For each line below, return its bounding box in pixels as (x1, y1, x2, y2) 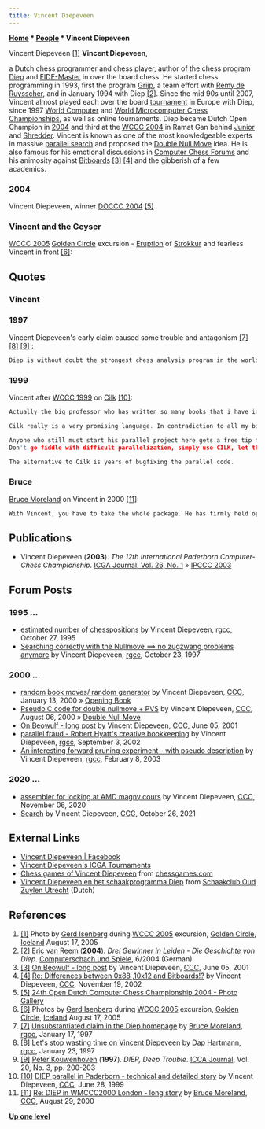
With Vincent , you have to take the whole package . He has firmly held (9, 509, 248, 518)
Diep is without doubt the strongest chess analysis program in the (9, 356, 238, 364)
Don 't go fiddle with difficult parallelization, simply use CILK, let (9, 444, 248, 452)
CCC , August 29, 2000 (20, 1097, 95, 1106)
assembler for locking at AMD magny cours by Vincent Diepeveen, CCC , (20, 791, 256, 801)
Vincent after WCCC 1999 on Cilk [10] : (9, 393, 133, 402)
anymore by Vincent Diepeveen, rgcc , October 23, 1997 (20, 650, 201, 659)
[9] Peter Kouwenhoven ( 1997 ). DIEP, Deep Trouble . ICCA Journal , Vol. (20, 1055, 250, 1064)
